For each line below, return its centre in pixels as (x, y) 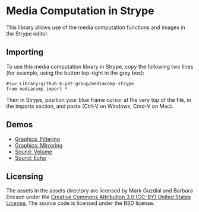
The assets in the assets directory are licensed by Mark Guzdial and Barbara (99, 191)
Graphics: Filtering (37, 139)
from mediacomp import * (37, 89)
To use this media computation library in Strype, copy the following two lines (100, 66)
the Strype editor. (27, 33)
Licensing (25, 176)
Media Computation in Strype (80, 11)
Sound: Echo (30, 158)
